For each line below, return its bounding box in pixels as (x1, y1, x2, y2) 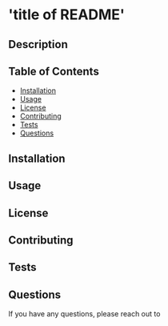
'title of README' (8, 6, 126, 24)
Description (8, 38, 68, 51)
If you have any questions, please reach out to (8, 309, 161, 319)
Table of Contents (8, 64, 100, 78)
